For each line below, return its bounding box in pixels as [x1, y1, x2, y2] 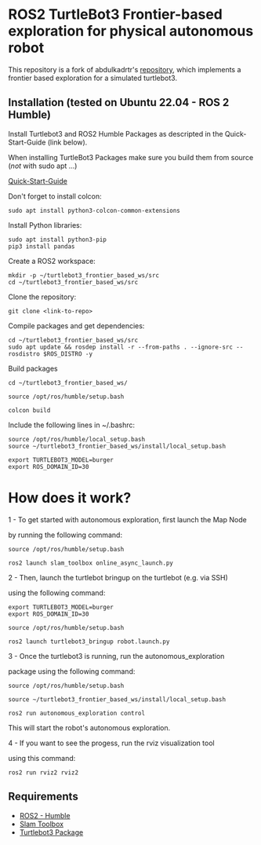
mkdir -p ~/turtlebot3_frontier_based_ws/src [8, 271, 159, 280]
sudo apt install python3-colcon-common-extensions [8, 207, 180, 214]
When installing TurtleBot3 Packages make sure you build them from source [8, 152, 254, 162]
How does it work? [8, 488, 132, 507]
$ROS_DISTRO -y [42, 349, 92, 358]
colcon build [8, 406, 51, 414]
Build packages [8, 364, 58, 373]
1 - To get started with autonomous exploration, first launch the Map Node [8, 514, 247, 524]
